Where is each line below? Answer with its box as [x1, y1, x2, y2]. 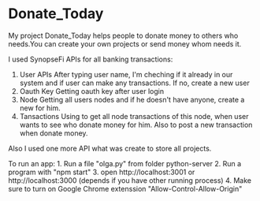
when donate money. [19, 128, 88, 138]
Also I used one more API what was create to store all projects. [8, 143, 212, 153]
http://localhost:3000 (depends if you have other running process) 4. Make [8, 175, 252, 185]
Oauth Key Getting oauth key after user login [19, 86, 164, 95]
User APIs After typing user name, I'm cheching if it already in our [19, 69, 233, 79]
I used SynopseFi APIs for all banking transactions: [8, 54, 173, 64]
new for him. [19, 103, 61, 113]
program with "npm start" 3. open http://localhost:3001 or [8, 167, 195, 177]
